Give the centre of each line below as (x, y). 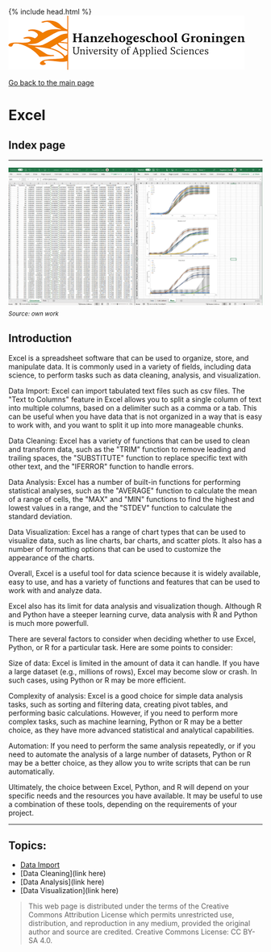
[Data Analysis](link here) (62, 882)
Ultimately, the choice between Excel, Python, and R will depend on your (129, 787)
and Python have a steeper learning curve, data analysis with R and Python (133, 614)
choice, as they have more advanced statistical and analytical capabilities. (131, 730)
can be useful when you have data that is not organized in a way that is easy (135, 416)
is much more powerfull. (49, 623)
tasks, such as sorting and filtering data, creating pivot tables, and (118, 704)
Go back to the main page (51, 83)
